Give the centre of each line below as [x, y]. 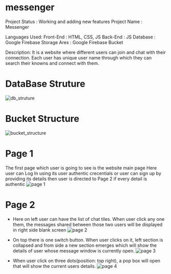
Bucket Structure [42, 119]
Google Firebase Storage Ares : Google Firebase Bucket [64, 42]
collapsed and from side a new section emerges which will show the [85, 245]
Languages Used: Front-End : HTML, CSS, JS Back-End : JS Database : [81, 37]
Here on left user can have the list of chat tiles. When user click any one [89, 219]
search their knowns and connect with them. [52, 63]
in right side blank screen [39, 230]
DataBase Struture [45, 84]
